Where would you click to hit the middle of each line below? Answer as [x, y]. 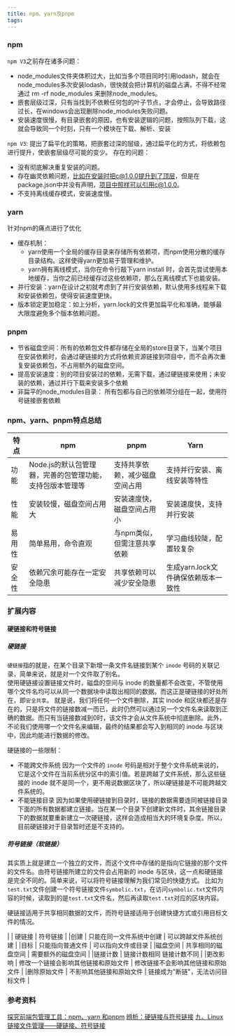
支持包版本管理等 [57, 485]
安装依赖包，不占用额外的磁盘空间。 [76, 365]
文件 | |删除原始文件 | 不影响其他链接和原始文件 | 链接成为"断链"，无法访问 [114, 971]
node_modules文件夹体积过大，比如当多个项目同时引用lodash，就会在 [119, 76]
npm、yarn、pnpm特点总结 [55, 420]
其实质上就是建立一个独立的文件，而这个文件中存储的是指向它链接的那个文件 [117, 863]
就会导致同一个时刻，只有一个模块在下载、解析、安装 [94, 128]
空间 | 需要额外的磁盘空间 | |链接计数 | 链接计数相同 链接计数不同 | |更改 [116, 954]
